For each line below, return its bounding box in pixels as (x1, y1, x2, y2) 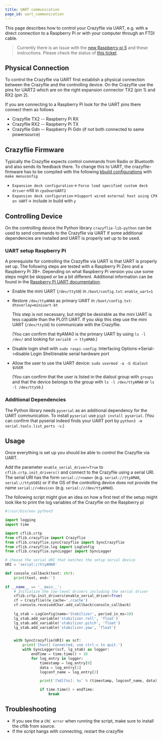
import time (5, 522, 29, 527)
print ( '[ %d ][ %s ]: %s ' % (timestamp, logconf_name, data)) (39, 678, 160, 683)
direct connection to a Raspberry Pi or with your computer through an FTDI (5, 30, 155, 36)
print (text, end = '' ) (14, 575, 55, 580)
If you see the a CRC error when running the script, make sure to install (12, 718, 154, 723)
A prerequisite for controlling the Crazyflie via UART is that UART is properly (5, 258, 158, 264)
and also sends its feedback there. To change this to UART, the (5, 164, 131, 170)
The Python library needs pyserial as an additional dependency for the (5, 407, 147, 413)
